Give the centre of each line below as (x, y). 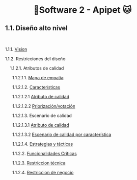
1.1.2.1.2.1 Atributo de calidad (41, 97)
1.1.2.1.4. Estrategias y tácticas (42, 144)
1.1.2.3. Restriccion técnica (39, 163)
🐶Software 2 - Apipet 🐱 (82, 10)
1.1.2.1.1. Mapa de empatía (38, 78)
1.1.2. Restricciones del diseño (35, 59)
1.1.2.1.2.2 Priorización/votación (44, 106)
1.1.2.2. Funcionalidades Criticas (44, 153)
